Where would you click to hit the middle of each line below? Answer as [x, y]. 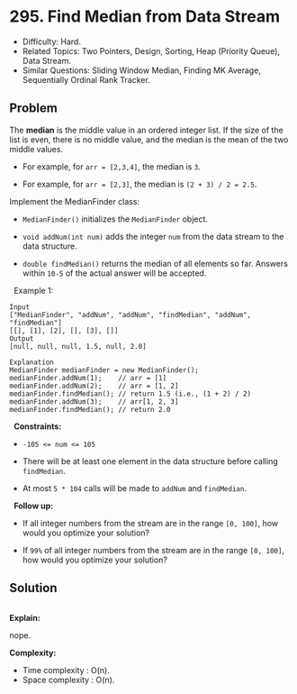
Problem [34, 109]
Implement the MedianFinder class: [75, 201]
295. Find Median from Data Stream [145, 17]
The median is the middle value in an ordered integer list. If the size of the [146, 130]
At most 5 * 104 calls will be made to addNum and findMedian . [135, 488]
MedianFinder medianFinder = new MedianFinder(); [104, 370]
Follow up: [33, 506]
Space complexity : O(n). [68, 680]
